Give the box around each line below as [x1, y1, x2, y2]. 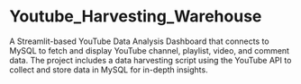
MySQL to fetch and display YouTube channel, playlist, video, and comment [9, 45, 290, 55]
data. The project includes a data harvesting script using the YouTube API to [9, 55, 292, 65]
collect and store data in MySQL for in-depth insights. [9, 64, 209, 75]
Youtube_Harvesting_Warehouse [9, 6, 262, 27]
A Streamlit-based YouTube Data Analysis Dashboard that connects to [9, 36, 269, 46]
